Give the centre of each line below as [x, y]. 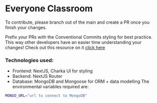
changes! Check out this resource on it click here [55, 47]
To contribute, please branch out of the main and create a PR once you [78, 22]
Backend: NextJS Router [37, 76]
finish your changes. [26, 27]
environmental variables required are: [51, 87]
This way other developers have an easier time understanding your [74, 42]
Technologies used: [29, 60]
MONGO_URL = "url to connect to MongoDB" [46, 96]
